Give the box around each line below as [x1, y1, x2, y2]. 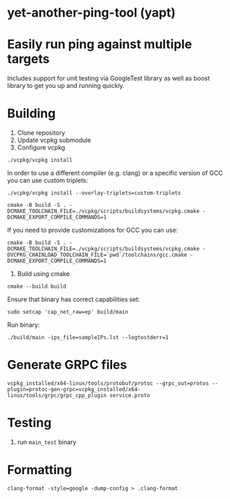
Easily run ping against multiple [7, 37, 193, 53]
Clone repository [17, 129, 66, 137]
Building [7, 106, 56, 122]
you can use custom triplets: [7, 176, 89, 185]
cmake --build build [7, 283, 67, 290]
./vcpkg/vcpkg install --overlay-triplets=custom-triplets [7, 190, 182, 197]
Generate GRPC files [7, 357, 127, 373]
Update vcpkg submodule [17, 136, 91, 145]
